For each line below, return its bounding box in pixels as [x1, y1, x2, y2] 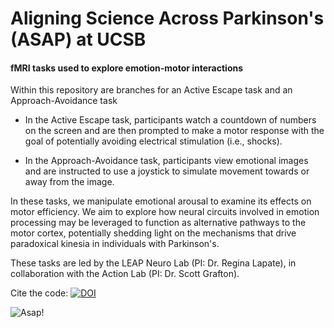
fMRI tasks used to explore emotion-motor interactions [10, 62, 244, 74]
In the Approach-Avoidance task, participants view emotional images [24, 155, 309, 167]
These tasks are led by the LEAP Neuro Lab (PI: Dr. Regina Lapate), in [10, 257, 297, 269]
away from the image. [24, 176, 115, 188]
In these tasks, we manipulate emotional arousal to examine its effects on [10, 195, 312, 207]
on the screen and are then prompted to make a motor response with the [24, 125, 325, 137]
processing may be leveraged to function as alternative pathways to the [10, 217, 307, 229]
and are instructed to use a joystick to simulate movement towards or [24, 165, 310, 177]
